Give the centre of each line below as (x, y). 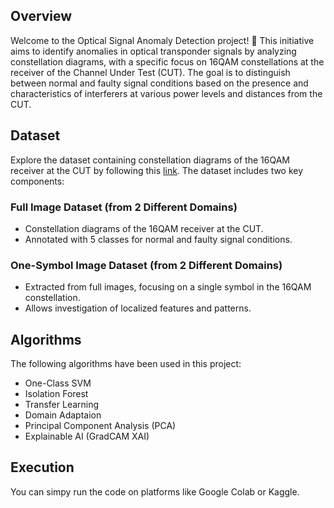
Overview (41, 16)
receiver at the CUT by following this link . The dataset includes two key (157, 170)
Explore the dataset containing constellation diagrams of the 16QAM (150, 160)
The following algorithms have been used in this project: (126, 364)
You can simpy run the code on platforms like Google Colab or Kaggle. (155, 491)
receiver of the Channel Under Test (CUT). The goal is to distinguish (150, 72)
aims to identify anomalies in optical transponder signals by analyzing (153, 51)
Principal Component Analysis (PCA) (100, 426)
